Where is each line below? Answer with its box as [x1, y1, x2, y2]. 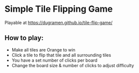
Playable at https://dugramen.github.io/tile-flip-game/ [4, 20, 113, 25]
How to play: [4, 34, 44, 42]
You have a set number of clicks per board [11, 57, 97, 63]
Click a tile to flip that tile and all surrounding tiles [11, 52, 111, 58]
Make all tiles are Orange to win [11, 47, 75, 52]
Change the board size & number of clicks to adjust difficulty [11, 62, 134, 68]
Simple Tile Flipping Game [4, 3, 113, 15]
